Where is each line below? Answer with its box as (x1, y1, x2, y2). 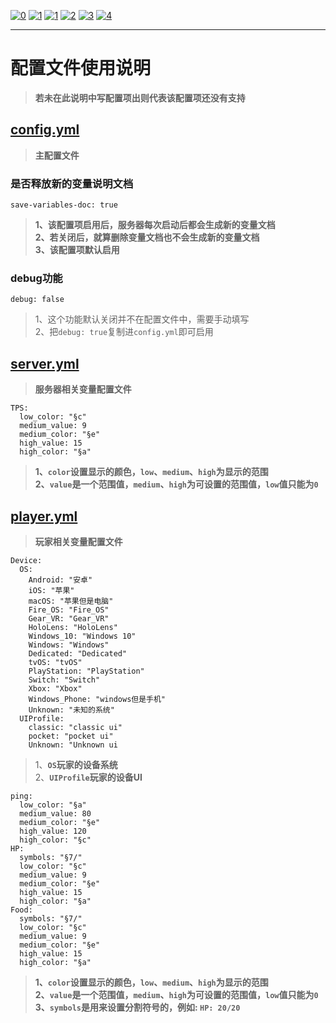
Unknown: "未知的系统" (28, 705, 115, 715)
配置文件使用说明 (10, 57, 152, 80)
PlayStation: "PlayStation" (28, 666, 145, 676)
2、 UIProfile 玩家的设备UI (34, 771, 143, 783)
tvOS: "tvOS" (28, 657, 83, 667)
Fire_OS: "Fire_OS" (28, 605, 110, 615)
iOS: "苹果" (28, 585, 75, 595)
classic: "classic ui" (28, 722, 123, 732)
